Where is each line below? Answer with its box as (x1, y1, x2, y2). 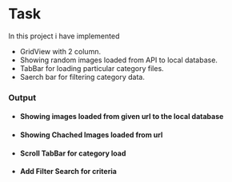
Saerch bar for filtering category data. (19, 72, 146, 81)
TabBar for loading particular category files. (19, 63, 164, 73)
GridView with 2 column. (19, 46, 102, 56)
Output (8, 92, 37, 103)
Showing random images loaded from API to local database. (19, 55, 218, 65)
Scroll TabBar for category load (19, 148, 126, 158)
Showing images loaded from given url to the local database (19, 112, 224, 121)
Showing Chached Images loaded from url (19, 130, 163, 140)
